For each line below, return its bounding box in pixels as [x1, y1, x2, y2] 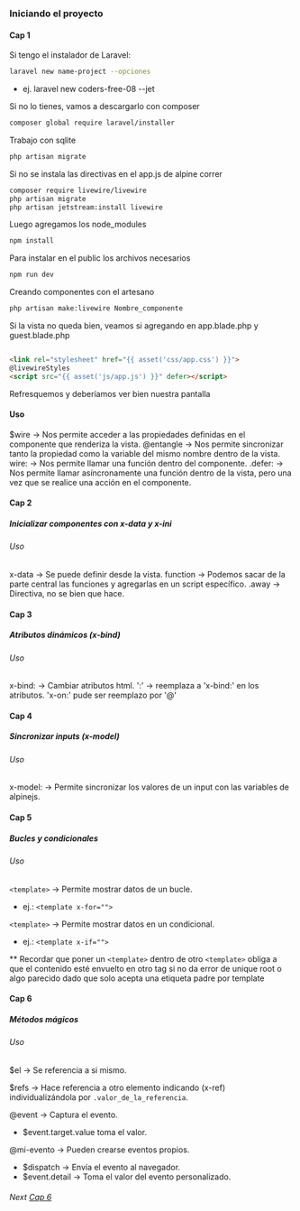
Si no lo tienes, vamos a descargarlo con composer [9, 101, 200, 111]
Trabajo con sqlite [9, 134, 77, 145]
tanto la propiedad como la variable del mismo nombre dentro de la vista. [9, 448, 281, 458]
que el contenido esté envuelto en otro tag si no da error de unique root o [9, 963, 282, 974]
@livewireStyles [9, 364, 70, 373]
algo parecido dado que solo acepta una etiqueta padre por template [9, 973, 265, 984]
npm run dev [9, 270, 54, 280]
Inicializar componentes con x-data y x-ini [9, 518, 173, 530]
